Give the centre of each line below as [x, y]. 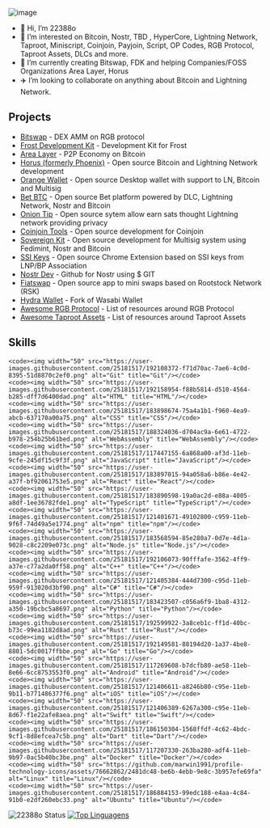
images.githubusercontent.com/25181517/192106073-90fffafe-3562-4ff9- [130, 559]
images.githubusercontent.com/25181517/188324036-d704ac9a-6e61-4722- [130, 432]
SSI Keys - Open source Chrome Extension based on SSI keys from [132, 257]
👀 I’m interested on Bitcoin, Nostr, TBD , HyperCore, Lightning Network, [139, 37]
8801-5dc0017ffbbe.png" [49, 651]
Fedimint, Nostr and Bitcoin [65, 248]
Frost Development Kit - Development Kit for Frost [103, 145]
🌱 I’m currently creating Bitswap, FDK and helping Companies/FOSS [133, 62]
